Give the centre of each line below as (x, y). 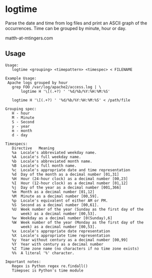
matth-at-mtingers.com (29, 38)
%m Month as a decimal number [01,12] (53, 192)
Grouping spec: (21, 109)
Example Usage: (21, 78)
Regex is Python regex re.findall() (50, 266)
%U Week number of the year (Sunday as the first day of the (77, 209)
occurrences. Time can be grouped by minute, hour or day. (66, 28)
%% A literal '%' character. (43, 253)
